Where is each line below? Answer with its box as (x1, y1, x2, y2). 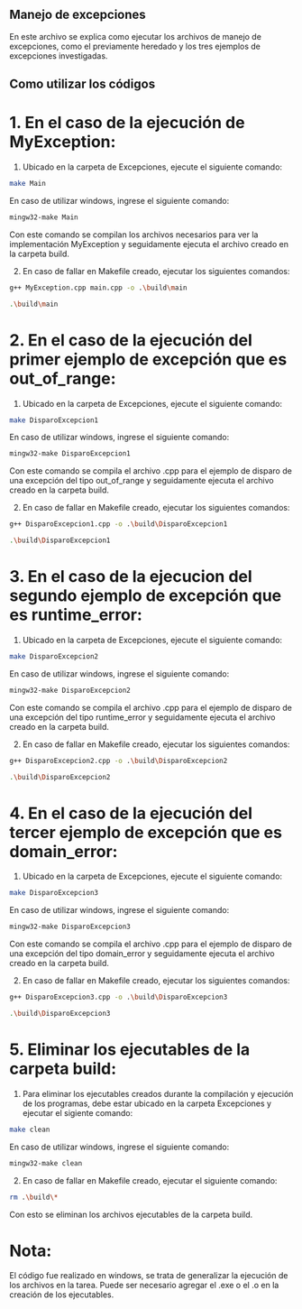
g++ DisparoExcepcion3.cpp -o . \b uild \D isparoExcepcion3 (9, 992, 228, 1002)
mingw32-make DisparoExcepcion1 (9, 449, 131, 458)
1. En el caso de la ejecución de (9, 113, 245, 134)
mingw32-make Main (9, 213, 78, 222)
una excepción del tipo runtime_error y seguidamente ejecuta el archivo (9, 712, 276, 723)
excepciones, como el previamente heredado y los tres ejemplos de (9, 41, 261, 51)
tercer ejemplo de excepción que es (9, 822, 282, 843)
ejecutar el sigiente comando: (22, 1107, 133, 1118)
